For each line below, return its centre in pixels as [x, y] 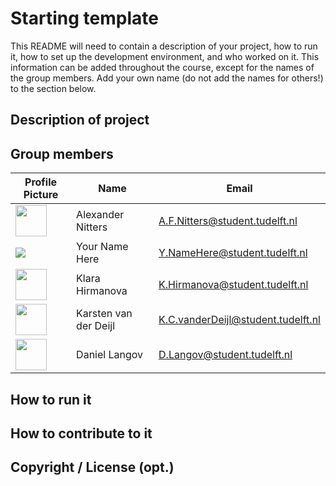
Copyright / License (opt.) [92, 467]
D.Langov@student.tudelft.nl [225, 355]
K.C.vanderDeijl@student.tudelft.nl [239, 320]
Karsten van [104, 314]
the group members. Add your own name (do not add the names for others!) [167, 78]
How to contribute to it [81, 433]
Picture [41, 195]
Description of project [80, 120]
